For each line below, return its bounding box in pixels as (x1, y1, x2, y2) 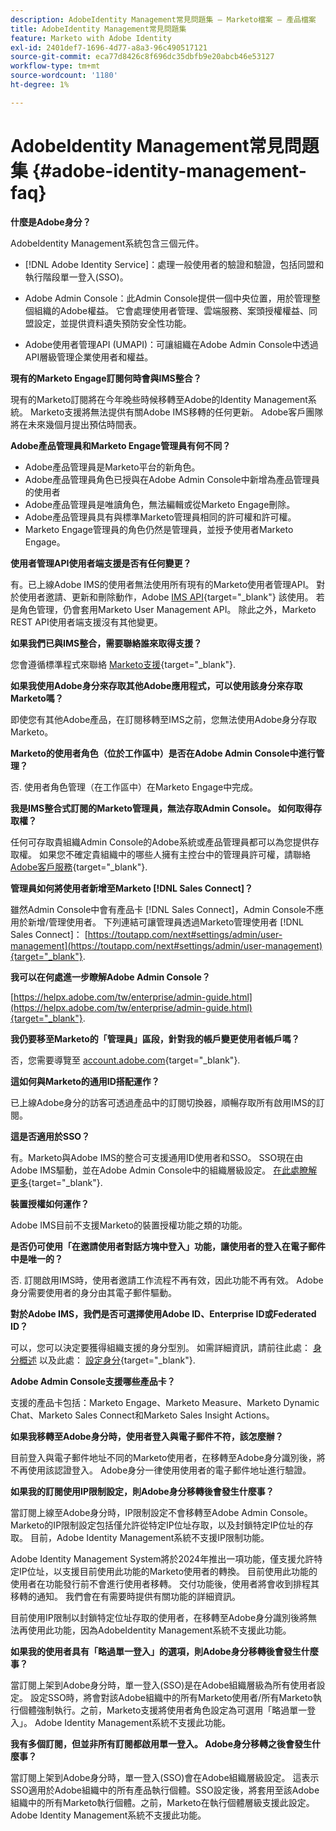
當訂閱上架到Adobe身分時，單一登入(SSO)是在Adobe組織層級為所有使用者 (10, 1679, 317, 1691)
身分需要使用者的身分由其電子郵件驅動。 (10, 1286, 177, 1298)
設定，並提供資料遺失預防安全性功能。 (33, 317, 192, 329)
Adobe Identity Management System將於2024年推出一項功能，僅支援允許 (10, 1552, 315, 1565)
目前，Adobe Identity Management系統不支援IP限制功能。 (29, 1531, 270, 1543)
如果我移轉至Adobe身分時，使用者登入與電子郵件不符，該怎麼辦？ (10, 1430, 284, 1442)
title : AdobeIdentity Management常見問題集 (10, 24, 187, 34)
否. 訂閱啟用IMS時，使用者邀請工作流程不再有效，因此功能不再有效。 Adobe (10, 1274, 324, 1286)
